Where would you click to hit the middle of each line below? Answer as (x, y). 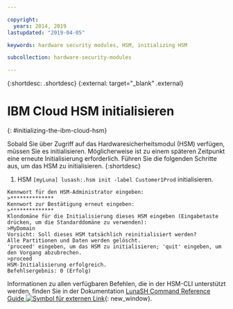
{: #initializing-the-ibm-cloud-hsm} (57, 131)
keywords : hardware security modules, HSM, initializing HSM (97, 45)
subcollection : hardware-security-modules (69, 58)
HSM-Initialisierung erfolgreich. (57, 265)
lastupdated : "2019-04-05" (46, 33)
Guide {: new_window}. (80, 299)
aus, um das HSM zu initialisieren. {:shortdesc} (74, 166)
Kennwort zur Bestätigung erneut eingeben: (71, 204)
